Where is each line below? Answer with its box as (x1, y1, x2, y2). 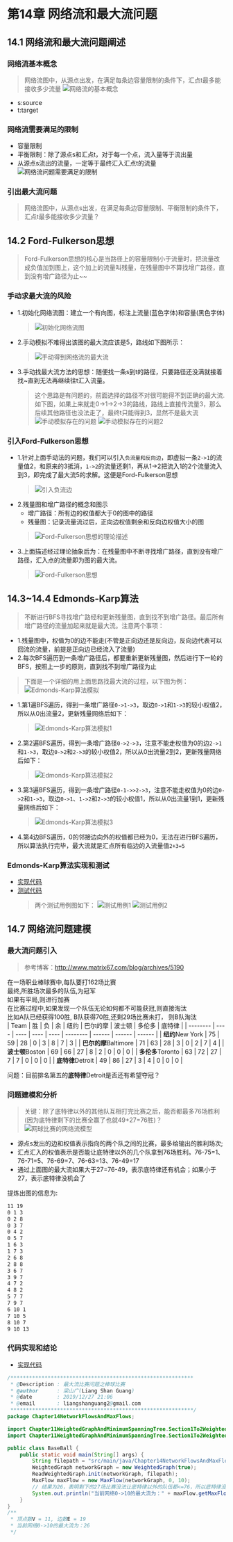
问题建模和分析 (7, 1090, 58, 1100)
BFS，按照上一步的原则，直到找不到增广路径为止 (17, 662, 157, 670)
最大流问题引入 (7, 946, 58, 956)
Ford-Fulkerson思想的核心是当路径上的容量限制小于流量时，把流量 (24, 255, 214, 263)
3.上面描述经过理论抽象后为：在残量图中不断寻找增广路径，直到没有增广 (17, 547, 224, 555)
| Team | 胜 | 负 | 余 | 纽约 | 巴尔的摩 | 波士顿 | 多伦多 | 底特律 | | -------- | (7, 1021, 215, 1029)
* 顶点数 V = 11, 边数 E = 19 (10, 1516, 87, 1523)
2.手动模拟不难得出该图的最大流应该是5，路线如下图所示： (17, 338, 185, 346)
